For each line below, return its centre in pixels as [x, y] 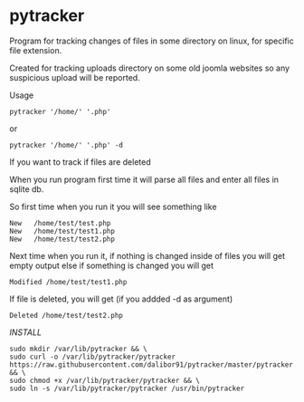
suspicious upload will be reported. [75, 77]
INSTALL [26, 332]
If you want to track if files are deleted [80, 162]
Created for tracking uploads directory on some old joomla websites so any [150, 68]
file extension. [36, 50]
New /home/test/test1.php [62, 231]
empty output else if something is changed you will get [112, 265]
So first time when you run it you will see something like [113, 206]
